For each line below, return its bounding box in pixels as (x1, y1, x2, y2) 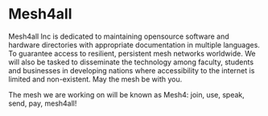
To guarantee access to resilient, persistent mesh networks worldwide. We (8, 48, 256, 58)
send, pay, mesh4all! (8, 98, 77, 108)
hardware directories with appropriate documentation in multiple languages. (8, 39, 260, 49)
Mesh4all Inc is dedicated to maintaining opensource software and (8, 31, 229, 41)
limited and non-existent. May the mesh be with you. (8, 74, 183, 84)
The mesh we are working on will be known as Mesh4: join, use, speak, (8, 89, 245, 99)
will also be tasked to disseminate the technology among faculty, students (8, 57, 254, 67)
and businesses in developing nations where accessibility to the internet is (8, 65, 255, 75)
